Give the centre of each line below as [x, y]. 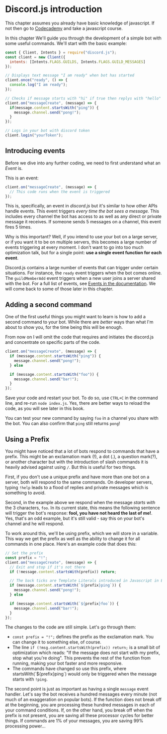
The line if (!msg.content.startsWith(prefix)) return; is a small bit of [86, 648]
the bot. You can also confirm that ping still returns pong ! [63, 424]
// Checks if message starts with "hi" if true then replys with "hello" [83, 98]
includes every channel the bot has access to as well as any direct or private [83, 216]
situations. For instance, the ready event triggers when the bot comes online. [83, 273]
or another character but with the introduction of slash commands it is [77, 462]
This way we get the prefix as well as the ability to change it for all [73, 539]
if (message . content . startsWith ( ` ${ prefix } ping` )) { [65, 586]
